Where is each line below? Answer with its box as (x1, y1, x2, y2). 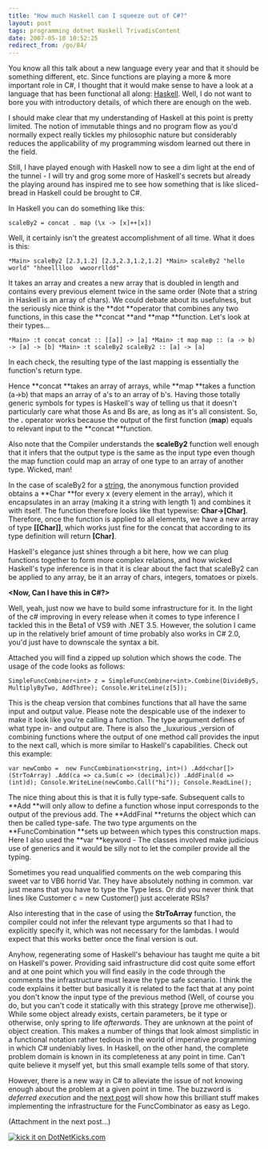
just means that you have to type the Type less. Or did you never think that (8, 885, 254, 894)
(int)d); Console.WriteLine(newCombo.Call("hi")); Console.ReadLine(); (8, 778, 252, 787)
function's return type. (8, 366, 82, 376)
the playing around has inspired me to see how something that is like (8, 179, 234, 189)
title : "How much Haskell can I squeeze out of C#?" (8, 11, 188, 20)
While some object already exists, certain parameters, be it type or (8, 1010, 228, 1019)
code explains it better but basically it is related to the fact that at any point (8, 984, 254, 994)
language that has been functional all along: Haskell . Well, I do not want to (8, 89, 252, 98)
